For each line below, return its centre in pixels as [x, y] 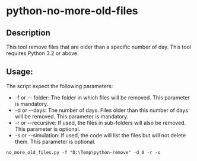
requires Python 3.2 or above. [42, 53]
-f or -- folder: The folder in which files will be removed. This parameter [102, 97]
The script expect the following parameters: [60, 86]
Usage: [20, 72]
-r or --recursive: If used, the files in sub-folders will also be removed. [100, 123]
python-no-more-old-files [72, 11]
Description [28, 33]
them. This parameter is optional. [55, 141]
